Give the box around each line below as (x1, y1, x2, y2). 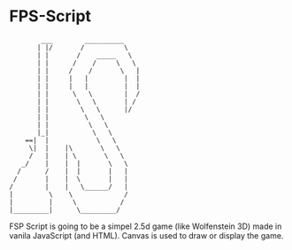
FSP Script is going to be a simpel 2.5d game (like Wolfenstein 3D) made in (9, 221, 282, 231)
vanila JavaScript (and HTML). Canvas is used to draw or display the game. (9, 230, 284, 240)
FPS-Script (9, 6, 91, 27)
